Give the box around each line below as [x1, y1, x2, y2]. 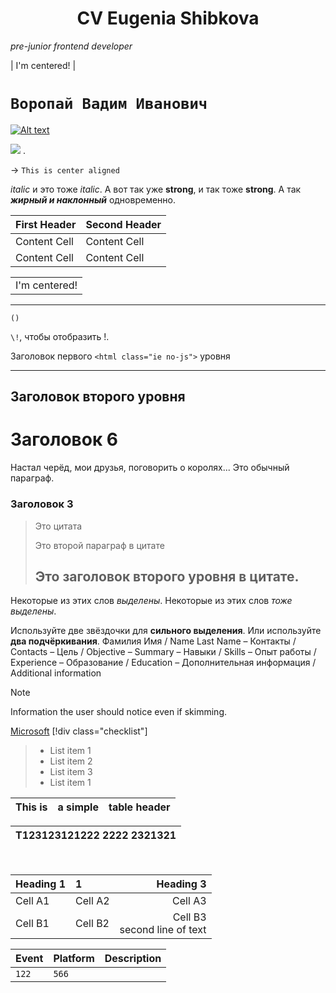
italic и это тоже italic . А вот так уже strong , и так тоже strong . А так [10, 183, 302, 195]
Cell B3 [172, 910, 207, 924]
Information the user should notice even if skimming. [10, 706, 227, 718]
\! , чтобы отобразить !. [10, 330, 110, 342]
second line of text [119, 923, 207, 937]
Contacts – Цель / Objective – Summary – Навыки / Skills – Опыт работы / [10, 646, 317, 658]
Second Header [85, 217, 162, 231]
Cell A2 [75, 894, 110, 908]
